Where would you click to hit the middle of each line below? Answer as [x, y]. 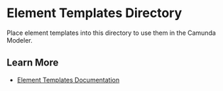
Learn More [33, 63]
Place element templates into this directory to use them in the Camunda [111, 33]
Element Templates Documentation [68, 80]
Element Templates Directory [94, 13]
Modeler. [20, 40]
